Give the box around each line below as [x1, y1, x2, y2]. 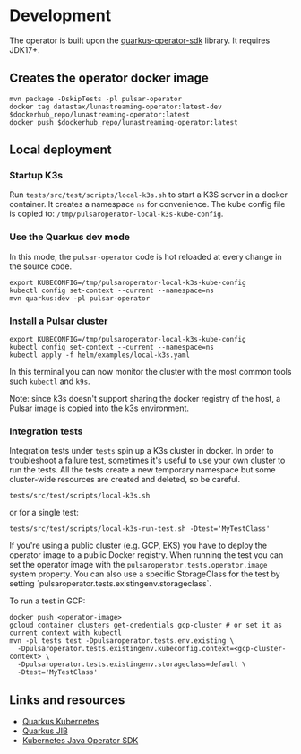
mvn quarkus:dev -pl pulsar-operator [9, 293, 150, 303]
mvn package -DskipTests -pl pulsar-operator [9, 94, 182, 103]
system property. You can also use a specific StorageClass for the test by [9, 568, 280, 579]
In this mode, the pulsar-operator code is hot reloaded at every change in [9, 251, 282, 262]
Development [9, 5, 112, 26]
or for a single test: [9, 507, 79, 518]
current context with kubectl [9, 628, 123, 637]
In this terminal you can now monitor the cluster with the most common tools [9, 367, 292, 377]
